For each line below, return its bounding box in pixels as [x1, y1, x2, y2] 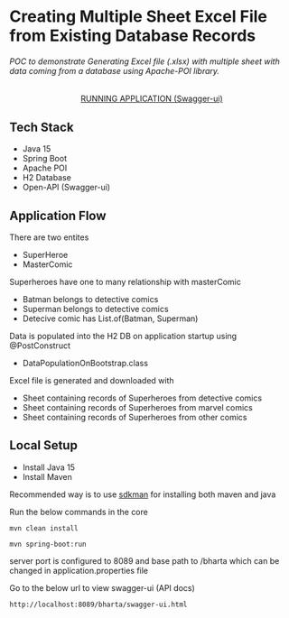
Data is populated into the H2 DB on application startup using [9, 331, 238, 342]
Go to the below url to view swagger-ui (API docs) [9, 582, 196, 593]
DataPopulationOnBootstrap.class [22, 358, 149, 369]
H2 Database [22, 172, 72, 183]
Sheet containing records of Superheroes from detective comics [22, 392, 263, 403]
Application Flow [9, 208, 107, 223]
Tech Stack [9, 119, 74, 134]
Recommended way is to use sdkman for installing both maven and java [9, 489, 276, 500]
